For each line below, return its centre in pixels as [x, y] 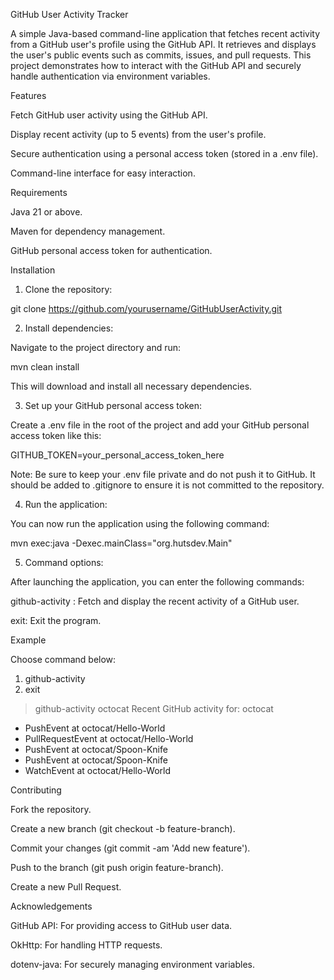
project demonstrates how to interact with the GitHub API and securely [156, 65]
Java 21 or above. [46, 212]
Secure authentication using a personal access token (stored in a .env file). [164, 153]
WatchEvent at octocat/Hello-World [98, 770]
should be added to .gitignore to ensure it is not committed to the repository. [167, 485]
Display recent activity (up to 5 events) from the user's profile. [138, 134]
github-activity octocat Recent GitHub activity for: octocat [154, 708]
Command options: [64, 562]
